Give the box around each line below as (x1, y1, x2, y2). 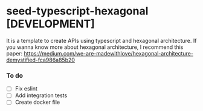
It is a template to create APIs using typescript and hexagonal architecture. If (6, 37, 197, 44)
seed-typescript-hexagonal (6, 4, 149, 18)
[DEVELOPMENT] (6, 17, 95, 31)
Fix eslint (14, 85, 38, 92)
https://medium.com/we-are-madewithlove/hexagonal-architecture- (24, 49, 193, 57)
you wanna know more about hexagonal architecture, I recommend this (6, 43, 184, 51)
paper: (6, 49, 23, 57)
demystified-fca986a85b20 (6, 56, 76, 63)
